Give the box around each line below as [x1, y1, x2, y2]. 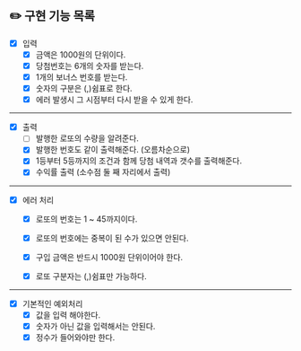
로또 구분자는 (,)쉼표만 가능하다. [35, 270, 148, 281]
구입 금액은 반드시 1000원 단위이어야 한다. [35, 251, 184, 262]
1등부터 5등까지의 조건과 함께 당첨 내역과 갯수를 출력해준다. [35, 155, 243, 166]
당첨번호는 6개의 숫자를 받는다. [35, 60, 144, 71]
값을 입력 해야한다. [35, 309, 101, 320]
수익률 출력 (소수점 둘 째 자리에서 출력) [35, 167, 171, 178]
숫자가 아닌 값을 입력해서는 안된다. [35, 320, 156, 331]
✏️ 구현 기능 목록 [9, 8, 96, 24]
